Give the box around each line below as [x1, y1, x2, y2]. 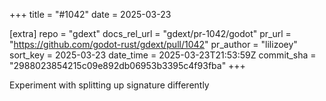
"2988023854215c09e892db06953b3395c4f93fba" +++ [9, 60, 246, 71]
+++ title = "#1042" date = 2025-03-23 [9, 9, 172, 20]
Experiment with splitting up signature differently [9, 79, 210, 91]
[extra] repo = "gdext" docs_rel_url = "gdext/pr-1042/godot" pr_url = [9, 28, 292, 39]
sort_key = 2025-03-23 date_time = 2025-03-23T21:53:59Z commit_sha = [9, 49, 317, 61]
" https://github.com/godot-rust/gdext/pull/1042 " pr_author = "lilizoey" [9, 39, 298, 50]
